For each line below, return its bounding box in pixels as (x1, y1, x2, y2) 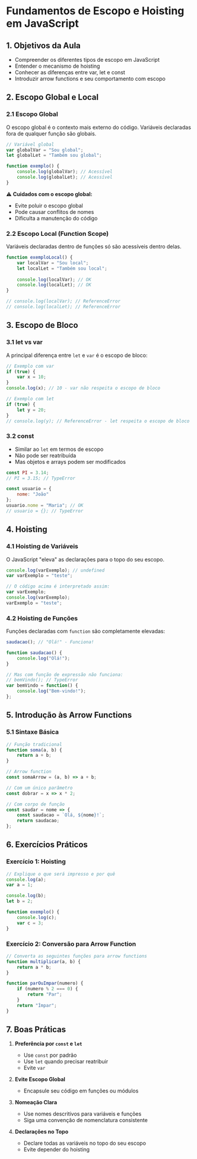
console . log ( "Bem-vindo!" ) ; (17, 688, 86, 694)
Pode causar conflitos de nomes (14, 208, 94, 215)
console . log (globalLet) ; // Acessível (17, 174, 113, 181)
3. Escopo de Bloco (6, 320, 78, 330)
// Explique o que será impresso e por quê (6, 871, 116, 877)
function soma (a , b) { (6, 747, 62, 753)
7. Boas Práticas (6, 1025, 66, 1035)
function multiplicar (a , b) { (6, 958, 81, 965)
